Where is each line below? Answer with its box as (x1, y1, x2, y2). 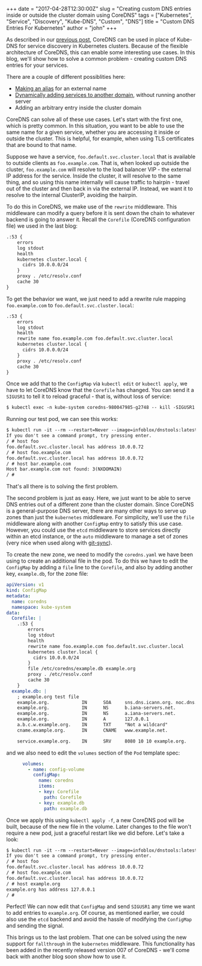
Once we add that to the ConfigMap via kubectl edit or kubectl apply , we (6, 380, 188, 387)
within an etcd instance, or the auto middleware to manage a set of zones (6, 533, 188, 540)
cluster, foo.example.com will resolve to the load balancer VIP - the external (6, 166, 191, 173)
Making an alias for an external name (14, 85, 107, 92)
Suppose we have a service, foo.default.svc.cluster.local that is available (6, 153, 196, 160)
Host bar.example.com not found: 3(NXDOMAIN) (6, 466, 122, 472)
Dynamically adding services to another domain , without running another (14, 92, 196, 98)
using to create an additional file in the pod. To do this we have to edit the (6, 557, 188, 565)
